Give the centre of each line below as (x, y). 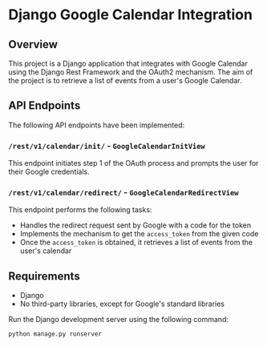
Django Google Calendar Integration (130, 15)
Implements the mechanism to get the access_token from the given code (139, 234)
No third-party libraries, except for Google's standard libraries (122, 304)
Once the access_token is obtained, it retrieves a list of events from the (136, 243)
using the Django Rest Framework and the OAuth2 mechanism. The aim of (131, 72)
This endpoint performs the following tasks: (80, 210)
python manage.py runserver (55, 334)
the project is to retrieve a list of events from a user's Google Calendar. (125, 80)
